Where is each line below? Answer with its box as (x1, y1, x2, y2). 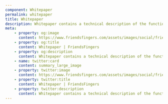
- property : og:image (14, 30, 59, 35)
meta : (5, 26, 16, 31)
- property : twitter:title (14, 77, 70, 82)
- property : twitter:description (14, 86, 84, 91)
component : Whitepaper (5, 7, 52, 12)
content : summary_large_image (18, 63, 81, 68)
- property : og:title (14, 40, 59, 45)
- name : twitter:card (14, 58, 59, 63)
